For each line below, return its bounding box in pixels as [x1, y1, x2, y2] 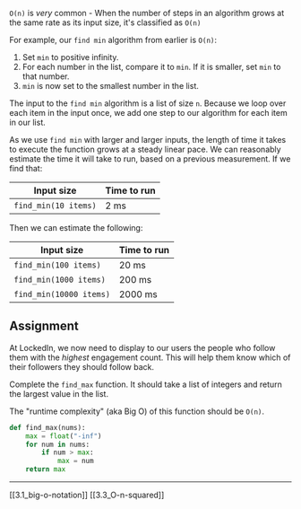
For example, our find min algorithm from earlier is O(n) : [9, 35, 218, 45]
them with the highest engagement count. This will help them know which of [9, 352, 291, 363]
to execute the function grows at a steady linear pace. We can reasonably [9, 144, 281, 154]
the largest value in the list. [9, 388, 109, 399]
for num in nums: [25, 440, 90, 449]
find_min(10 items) [13, 201, 97, 210]
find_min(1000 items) [13, 275, 106, 285]
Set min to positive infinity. [21, 52, 119, 62]
